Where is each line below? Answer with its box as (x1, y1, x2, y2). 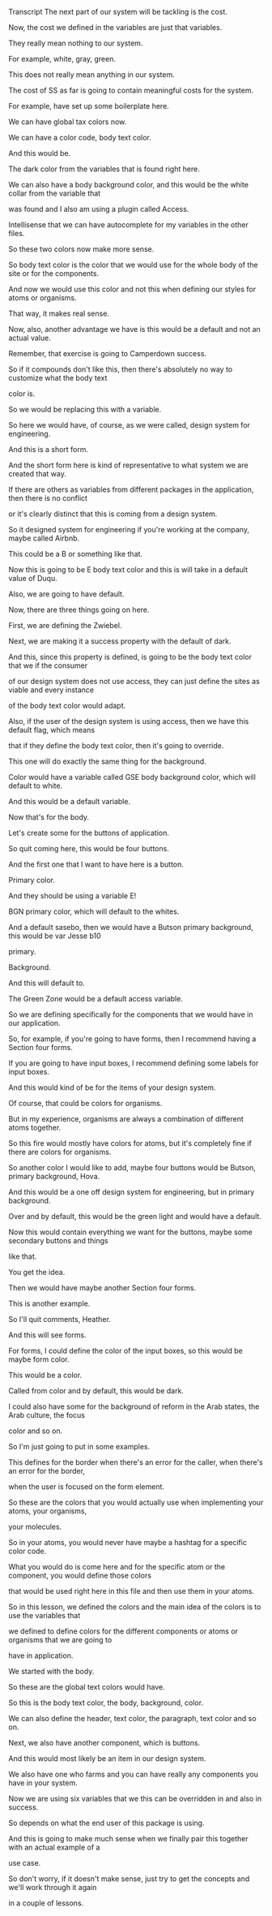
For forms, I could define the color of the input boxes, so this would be (8, 1346, 243, 1355)
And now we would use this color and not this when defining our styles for (8, 284, 257, 294)
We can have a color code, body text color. (8, 133, 152, 142)
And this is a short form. (8, 445, 89, 454)
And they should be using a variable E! (8, 891, 137, 900)
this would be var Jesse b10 (8, 931, 101, 941)
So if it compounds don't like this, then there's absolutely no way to (8, 364, 233, 374)
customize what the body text (8, 373, 108, 382)
